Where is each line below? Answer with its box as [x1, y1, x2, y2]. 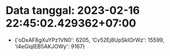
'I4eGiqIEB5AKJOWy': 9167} [14, 43, 85, 50]
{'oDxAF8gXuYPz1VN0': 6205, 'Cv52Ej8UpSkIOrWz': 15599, [14, 36, 165, 43]
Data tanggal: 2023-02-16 [5, 4, 140, 17]
